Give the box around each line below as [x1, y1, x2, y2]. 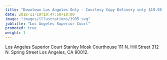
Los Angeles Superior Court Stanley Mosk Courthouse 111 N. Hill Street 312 [5, 44, 159, 50]
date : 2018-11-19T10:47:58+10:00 [5, 12, 75, 17]
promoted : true [5, 26, 37, 31]
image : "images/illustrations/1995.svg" [5, 16, 91, 21]
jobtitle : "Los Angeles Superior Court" [5, 21, 91, 26]
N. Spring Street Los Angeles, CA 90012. [5, 49, 89, 55]
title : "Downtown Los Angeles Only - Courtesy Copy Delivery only [5, 7, 146, 12]
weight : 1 [5, 30, 26, 35]
